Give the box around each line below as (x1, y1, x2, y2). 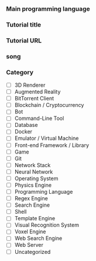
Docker (14, 128, 33, 135)
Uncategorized (14, 248, 51, 255)
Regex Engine (14, 195, 48, 202)
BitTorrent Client (14, 95, 54, 102)
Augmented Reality (14, 88, 61, 96)
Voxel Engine (14, 228, 46, 235)
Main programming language (6, 5, 91, 13)
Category (6, 68, 34, 76)
